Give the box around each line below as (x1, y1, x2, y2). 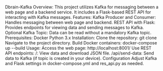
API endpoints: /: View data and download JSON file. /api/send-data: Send (5, 50, 154, 56)
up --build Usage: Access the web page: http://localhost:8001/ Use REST (5, 45, 152, 51)
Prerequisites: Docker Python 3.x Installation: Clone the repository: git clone (5, 35, 157, 41)
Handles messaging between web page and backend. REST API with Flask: (5, 19, 156, 25)
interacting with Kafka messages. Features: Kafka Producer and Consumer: (5, 14, 156, 20)
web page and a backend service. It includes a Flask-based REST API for (5, 9, 151, 15)
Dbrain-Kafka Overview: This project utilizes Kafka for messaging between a (5, 4, 159, 10)
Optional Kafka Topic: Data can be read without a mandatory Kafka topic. (5, 30, 152, 35)
